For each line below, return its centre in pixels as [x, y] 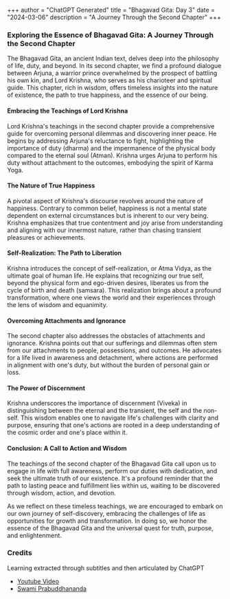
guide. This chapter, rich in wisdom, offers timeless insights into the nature [113, 88]
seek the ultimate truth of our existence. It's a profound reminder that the [110, 478]
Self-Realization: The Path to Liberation [65, 253]
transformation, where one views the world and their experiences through [112, 297]
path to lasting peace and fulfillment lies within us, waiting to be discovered [114, 485]
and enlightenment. [34, 535]
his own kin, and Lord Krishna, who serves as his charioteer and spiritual [110, 80]
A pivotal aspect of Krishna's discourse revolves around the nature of [105, 201]
